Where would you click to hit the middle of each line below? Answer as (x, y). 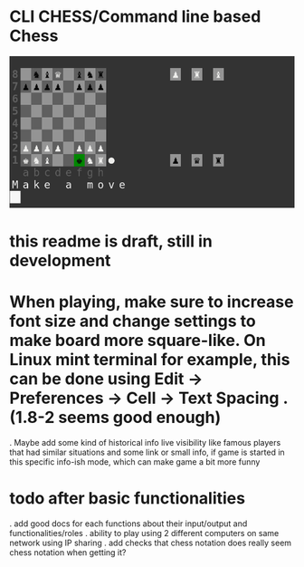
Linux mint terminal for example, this (150, 360)
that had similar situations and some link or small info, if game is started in (147, 452)
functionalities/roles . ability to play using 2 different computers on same (144, 533)
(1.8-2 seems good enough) (115, 418)
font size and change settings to (133, 321)
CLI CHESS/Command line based (135, 17)
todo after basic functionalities (128, 499)
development (60, 261)
